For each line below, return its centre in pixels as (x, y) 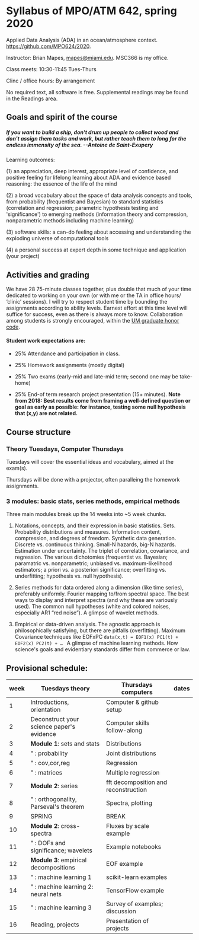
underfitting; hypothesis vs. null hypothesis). (69, 576)
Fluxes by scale (128, 826)
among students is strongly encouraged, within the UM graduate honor (93, 321)
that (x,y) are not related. (46, 413)
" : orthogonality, (54, 799)
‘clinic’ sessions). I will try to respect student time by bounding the (87, 302)
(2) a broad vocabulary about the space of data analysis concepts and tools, (99, 195)
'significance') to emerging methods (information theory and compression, (97, 214)
